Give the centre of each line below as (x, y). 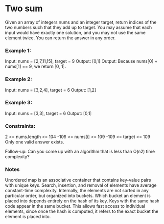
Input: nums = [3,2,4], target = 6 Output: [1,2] (51, 90)
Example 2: (19, 79)
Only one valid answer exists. (35, 142)
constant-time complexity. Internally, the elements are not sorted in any (77, 191)
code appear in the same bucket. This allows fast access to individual (75, 206)
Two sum (24, 9)
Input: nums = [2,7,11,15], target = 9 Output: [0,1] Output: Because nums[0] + (81, 61)
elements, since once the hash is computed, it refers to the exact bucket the (82, 211)
